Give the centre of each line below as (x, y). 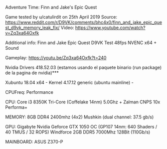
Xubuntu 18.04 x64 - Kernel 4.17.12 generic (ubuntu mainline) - (69, 83)
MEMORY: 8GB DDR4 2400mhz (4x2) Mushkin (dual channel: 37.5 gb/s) (79, 117)
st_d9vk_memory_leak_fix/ (33, 28)
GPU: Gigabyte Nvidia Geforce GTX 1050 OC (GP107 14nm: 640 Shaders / (81, 127)
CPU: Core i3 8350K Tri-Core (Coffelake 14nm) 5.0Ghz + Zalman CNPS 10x (83, 102)
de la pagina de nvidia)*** (32, 73)
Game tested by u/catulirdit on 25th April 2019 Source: (61, 17)
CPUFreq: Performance (29, 92)
